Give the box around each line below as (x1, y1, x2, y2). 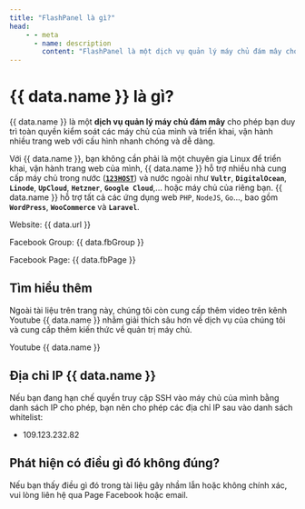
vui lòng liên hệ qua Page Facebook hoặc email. (9, 489, 189, 500)
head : (9, 22, 30, 31)
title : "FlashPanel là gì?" (9, 13, 116, 23)
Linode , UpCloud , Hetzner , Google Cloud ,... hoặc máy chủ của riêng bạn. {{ (9, 183, 283, 194)
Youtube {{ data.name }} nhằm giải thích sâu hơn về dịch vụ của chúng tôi (9, 314, 286, 325)
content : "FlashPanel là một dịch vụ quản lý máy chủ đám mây (42, 47, 282, 56)
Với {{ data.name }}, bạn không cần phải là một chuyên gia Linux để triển (9, 154, 281, 165)
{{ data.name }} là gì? (9, 86, 174, 107)
